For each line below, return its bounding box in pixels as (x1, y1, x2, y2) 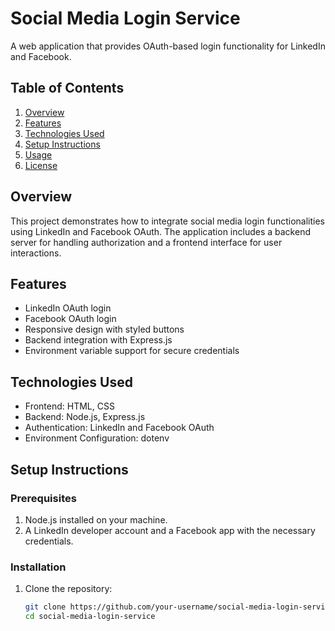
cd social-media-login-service (24, 612, 156, 622)
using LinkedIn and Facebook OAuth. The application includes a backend (10, 225, 311, 237)
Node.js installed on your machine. (24, 513, 168, 526)
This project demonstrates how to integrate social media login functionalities (10, 215, 325, 227)
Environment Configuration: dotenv (24, 432, 170, 444)
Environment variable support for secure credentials (24, 345, 240, 357)
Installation (10, 560, 67, 574)
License (24, 159, 58, 171)
